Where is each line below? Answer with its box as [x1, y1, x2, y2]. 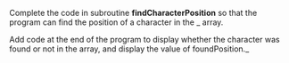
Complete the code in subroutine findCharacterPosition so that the [9, 8, 258, 18]
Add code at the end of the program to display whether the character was [9, 35, 280, 44]
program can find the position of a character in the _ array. [9, 17, 224, 28]
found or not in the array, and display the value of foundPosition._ [9, 43, 250, 54]
